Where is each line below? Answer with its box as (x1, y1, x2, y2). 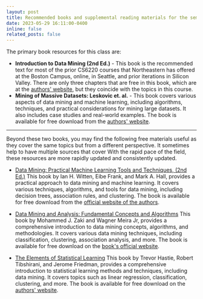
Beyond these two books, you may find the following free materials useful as (6, 135, 197, 143)
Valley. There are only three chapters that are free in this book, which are (14, 79, 197, 87)
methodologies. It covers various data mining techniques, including (14, 230, 182, 237)
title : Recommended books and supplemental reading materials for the (6, 15, 188, 21)
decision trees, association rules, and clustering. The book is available (14, 192, 190, 200)
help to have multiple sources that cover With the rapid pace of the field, (6, 148, 187, 155)
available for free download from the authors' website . (14, 118, 150, 125)
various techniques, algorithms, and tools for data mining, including (14, 186, 183, 193)
